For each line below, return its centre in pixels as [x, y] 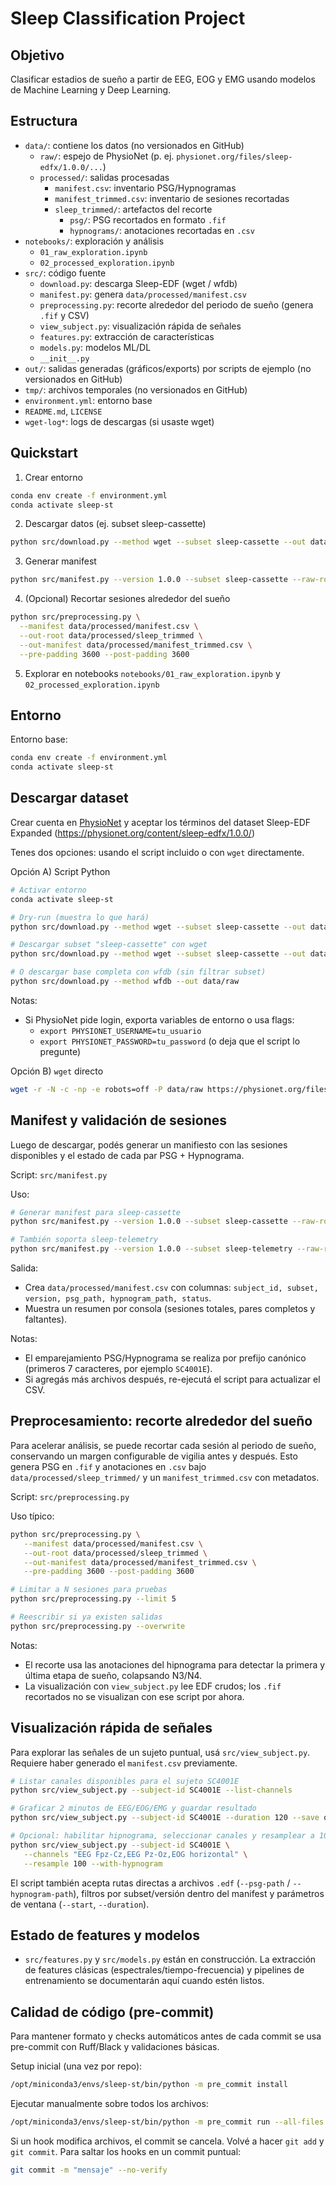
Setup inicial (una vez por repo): [76, 2066]
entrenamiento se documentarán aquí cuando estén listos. [144, 1981]
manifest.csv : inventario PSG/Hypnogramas [145, 188]
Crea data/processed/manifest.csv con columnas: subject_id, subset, [171, 1288]
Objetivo [37, 55]
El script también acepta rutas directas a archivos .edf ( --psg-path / [150, 1883]
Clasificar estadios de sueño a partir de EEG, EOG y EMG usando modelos [163, 79]
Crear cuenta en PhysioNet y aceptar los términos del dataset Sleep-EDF [161, 822]
